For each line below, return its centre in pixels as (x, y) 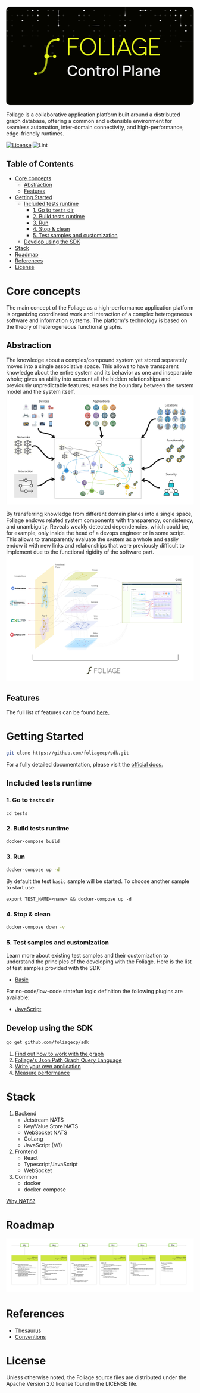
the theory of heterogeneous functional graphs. (65, 327)
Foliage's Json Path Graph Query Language (68, 1060)
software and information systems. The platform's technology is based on (97, 320)
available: (18, 997)
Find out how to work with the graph (59, 1054)
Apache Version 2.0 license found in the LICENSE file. (72, 1384)
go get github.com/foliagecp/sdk (48, 1043)
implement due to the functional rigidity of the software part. (80, 552)
